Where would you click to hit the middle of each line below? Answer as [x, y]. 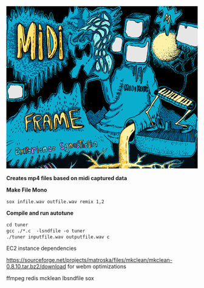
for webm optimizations [97, 267]
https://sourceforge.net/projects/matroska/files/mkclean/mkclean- [90, 260]
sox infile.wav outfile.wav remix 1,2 [55, 202]
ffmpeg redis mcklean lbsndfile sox [50, 278]
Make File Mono [27, 190]
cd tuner [17, 225]
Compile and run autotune [40, 213]
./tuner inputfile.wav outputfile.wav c [58, 237]
